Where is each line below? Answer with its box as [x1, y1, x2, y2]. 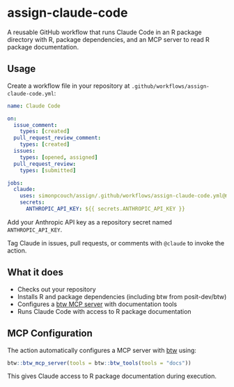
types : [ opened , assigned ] [19, 153, 98, 161]
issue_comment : [13, 121, 58, 128]
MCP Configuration [7, 328, 93, 340]
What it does [7, 266, 64, 278]
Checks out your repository [17, 284, 96, 294]
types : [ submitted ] [19, 167, 77, 174]
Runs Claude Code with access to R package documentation [17, 307, 192, 315]
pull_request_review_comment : [13, 135, 101, 142]
